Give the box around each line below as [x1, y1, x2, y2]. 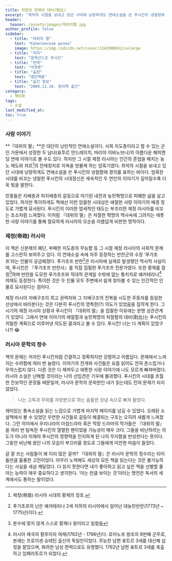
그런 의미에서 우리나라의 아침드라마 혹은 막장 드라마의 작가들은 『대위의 [12, 420, 155, 427]
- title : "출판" [10, 70, 42, 75]
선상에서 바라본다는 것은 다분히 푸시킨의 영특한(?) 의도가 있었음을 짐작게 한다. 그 [5, 301, 165, 307]
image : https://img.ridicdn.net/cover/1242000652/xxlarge [14, 46, 141, 51]
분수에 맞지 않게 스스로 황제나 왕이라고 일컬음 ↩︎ [12, 520, 109, 526]
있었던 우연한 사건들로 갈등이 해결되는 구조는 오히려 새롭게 [34, 414, 150, 420]
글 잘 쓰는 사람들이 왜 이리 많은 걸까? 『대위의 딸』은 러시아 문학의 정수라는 [5, 450, 156, 457]
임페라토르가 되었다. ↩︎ [22, 550, 68, 556]
